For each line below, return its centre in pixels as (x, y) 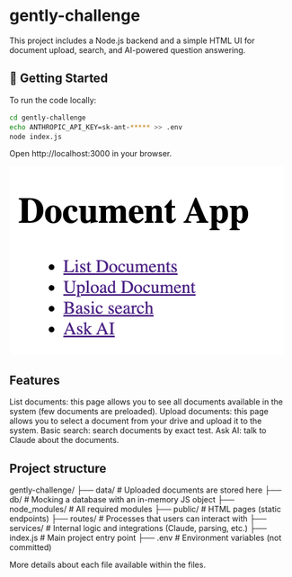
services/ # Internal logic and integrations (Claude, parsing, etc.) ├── (138, 528)
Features (35, 380)
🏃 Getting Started (59, 79)
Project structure (58, 468)
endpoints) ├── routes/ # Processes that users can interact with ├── (138, 519)
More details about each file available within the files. (108, 564)
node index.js (36, 137)
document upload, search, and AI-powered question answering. (128, 49)
